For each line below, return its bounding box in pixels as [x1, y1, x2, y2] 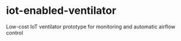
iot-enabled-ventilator [6, 4, 117, 17]
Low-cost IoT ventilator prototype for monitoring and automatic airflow [6, 23, 176, 30]
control [6, 29, 23, 36]
